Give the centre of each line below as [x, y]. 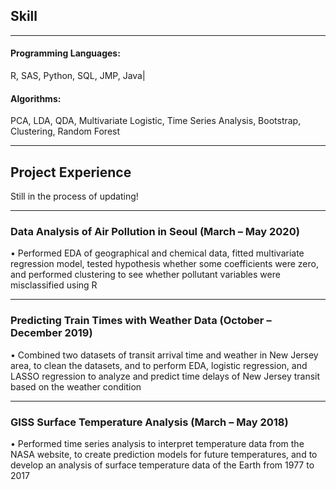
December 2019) [51, 333]
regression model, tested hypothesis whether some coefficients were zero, [164, 264]
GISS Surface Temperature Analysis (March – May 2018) [149, 422]
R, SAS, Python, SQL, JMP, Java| [78, 76]
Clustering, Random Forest [65, 131]
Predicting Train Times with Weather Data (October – [141, 321]
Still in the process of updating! [74, 196]
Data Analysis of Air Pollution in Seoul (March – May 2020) [155, 231]
